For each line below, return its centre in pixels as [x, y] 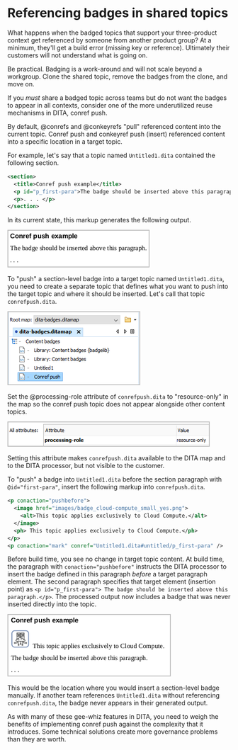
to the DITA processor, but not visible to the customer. [86, 466]
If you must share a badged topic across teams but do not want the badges [117, 98]
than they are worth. [37, 739]
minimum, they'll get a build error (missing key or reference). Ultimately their [119, 47]
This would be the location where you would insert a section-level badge [113, 688]
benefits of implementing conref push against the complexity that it [105, 725]
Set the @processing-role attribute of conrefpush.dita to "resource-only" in [118, 397]
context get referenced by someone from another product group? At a [109, 40]
